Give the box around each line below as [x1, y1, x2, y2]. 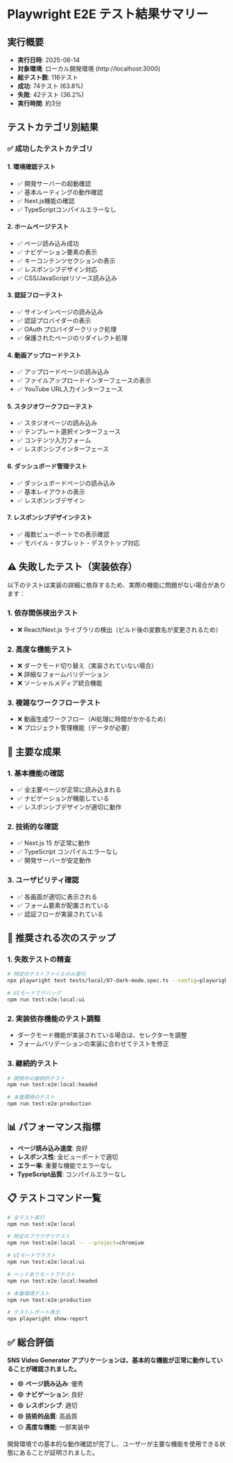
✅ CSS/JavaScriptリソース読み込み [17, 273, 118, 282]
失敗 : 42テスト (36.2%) [17, 91, 85, 99]
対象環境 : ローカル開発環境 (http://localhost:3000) [17, 65, 161, 73]
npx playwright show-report [7, 1315, 89, 1322]
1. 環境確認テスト [7, 162, 56, 171]
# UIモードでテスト [7, 1252, 56, 1259]
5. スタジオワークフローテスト [7, 402, 94, 410]
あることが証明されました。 [19, 1448, 98, 1457]
